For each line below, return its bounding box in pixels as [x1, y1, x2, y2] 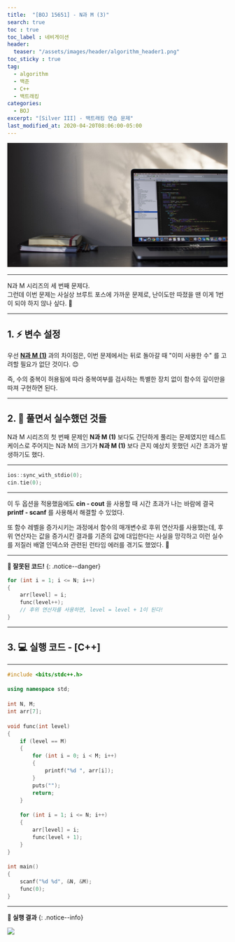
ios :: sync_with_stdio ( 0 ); [7, 471, 83, 478]
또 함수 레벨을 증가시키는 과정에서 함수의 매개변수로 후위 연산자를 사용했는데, [7, 523, 217, 531]
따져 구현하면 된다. [7, 384, 58, 392]
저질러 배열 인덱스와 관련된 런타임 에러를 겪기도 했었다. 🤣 [14, 540, 170, 549]
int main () [7, 863, 39, 870]
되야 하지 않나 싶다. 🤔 [14, 299, 73, 308]
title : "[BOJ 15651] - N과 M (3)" [7, 11, 110, 18]
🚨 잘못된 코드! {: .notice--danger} [7, 562, 101, 570]
